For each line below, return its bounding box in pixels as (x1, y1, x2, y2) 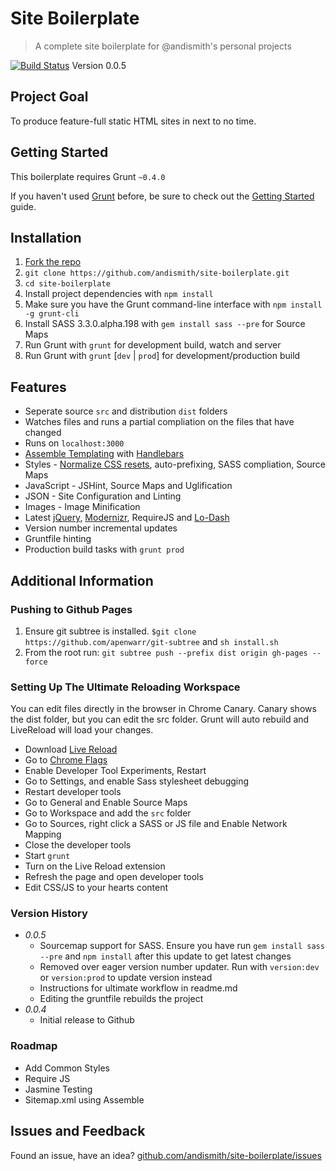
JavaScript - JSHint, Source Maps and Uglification (24, 480, 233, 492)
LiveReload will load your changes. (10, 724, 154, 736)
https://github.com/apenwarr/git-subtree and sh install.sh (24, 635, 279, 647)
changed (24, 427, 62, 439)
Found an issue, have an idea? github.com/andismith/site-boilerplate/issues (10, 1149, 322, 1161)
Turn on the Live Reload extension (24, 860, 166, 872)
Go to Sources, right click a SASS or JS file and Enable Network (24, 818, 288, 830)
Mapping (24, 828, 62, 841)
